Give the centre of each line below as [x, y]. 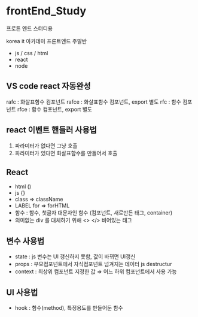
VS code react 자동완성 [48, 86]
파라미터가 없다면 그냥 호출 [46, 146]
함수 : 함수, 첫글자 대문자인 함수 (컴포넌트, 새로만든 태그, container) [94, 213]
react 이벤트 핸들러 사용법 [51, 130]
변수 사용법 [25, 241]
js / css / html [31, 53]
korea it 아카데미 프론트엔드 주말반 [47, 41]
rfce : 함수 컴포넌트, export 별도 [55, 109]
